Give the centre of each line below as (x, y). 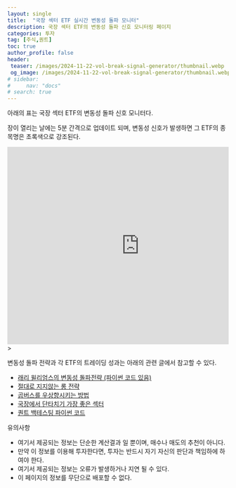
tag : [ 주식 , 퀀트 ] (30, 40)
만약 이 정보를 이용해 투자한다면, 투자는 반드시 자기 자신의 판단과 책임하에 (118, 451)
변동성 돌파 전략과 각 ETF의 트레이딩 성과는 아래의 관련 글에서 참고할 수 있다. (112, 363)
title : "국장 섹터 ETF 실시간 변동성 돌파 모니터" (73, 20)
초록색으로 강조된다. (53, 137)
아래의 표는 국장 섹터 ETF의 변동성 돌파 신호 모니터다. (80, 113)
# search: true (29, 92)
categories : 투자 (31, 33)
